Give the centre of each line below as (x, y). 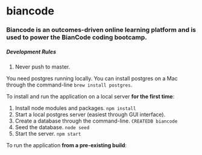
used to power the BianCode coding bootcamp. (77, 37)
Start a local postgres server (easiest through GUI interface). (90, 115)
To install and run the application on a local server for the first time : (90, 97)
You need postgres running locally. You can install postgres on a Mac (92, 79)
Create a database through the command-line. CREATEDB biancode (96, 121)
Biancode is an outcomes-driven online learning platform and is (101, 30)
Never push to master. (43, 67)
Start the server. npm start (48, 134)
